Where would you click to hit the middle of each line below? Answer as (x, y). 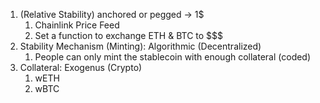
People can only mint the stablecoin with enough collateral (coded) (173, 57)
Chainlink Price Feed (77, 25)
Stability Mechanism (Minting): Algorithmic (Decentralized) (140, 46)
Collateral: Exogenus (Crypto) (81, 67)
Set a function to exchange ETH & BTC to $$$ (129, 35)
